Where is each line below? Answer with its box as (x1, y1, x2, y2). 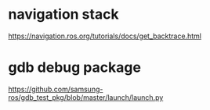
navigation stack (8, 5, 119, 23)
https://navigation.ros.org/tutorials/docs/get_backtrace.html (8, 31, 202, 41)
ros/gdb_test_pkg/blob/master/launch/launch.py (8, 92, 164, 102)
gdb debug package (8, 59, 141, 76)
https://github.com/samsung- (8, 84, 103, 94)
